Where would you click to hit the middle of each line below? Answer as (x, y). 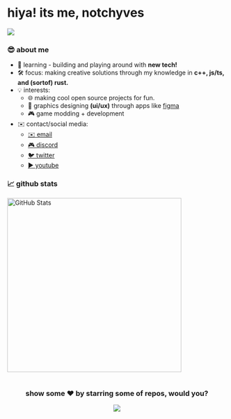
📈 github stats (32, 184)
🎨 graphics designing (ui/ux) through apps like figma (103, 106)
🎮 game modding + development (76, 113)
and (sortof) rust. (43, 83)
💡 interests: (34, 90)
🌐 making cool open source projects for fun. (91, 98)
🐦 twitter (41, 155)
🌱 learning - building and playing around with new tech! (97, 65)
